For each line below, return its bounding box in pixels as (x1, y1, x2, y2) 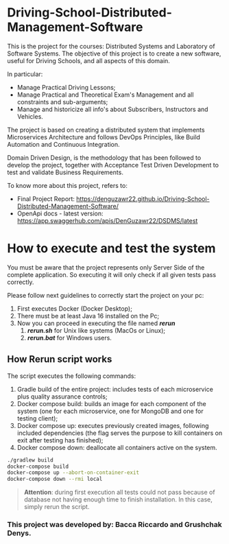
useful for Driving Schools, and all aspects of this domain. (7, 56, 170, 64)
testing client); (16, 414, 58, 423)
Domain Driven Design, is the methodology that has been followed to (7, 153, 202, 162)
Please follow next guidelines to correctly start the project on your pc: (7, 291, 204, 299)
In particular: (7, 70, 43, 78)
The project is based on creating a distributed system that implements (7, 126, 205, 134)
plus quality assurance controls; (16, 392, 108, 401)
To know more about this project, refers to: (7, 181, 128, 189)
